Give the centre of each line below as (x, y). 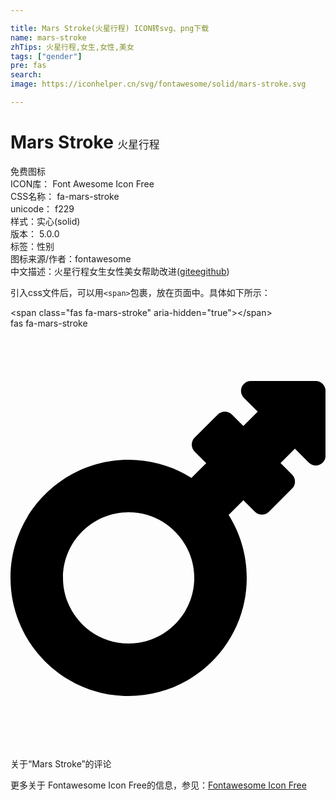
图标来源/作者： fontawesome (71, 258)
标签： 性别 (32, 246)
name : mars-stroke (48, 37)
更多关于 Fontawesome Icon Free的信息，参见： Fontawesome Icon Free (158, 785)
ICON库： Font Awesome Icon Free (82, 183)
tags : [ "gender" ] (46, 56)
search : (26, 75)
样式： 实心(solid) (45, 221)
